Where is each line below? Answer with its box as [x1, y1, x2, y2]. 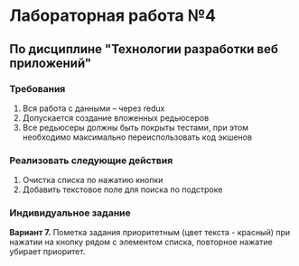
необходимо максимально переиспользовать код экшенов [22, 132, 253, 142]
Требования [9, 82, 66, 95]
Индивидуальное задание [9, 206, 131, 219]
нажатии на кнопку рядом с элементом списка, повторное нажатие [9, 236, 273, 248]
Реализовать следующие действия [9, 154, 173, 167]
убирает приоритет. [9, 246, 86, 257]
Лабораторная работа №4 [9, 5, 217, 26]
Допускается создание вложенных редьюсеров [22, 112, 210, 123]
